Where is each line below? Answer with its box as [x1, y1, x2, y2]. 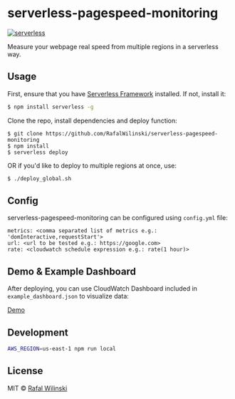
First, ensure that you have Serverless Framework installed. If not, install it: [7, 89, 226, 98]
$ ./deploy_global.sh [7, 175, 72, 182]
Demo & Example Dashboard [7, 265, 137, 277]
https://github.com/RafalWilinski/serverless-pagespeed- [45, 130, 219, 137]
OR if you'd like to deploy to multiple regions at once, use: [7, 161, 177, 170]
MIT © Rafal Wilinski [7, 383, 68, 393]
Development [7, 326, 69, 338]
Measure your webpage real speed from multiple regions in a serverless [7, 42, 219, 51]
